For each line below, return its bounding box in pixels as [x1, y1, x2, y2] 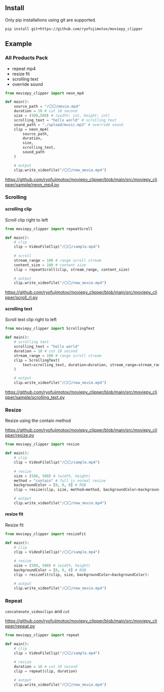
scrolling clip [5, 206, 32, 212]
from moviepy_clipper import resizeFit [5, 532, 86, 537]
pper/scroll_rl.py [5, 295, 38, 300]
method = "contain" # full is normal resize [14, 478, 106, 483]
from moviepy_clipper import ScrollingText [5, 326, 95, 331]
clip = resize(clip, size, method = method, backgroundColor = [14, 487, 139, 492]
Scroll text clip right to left [5, 317, 57, 322]
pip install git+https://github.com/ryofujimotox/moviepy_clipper [5, 26, 143, 31]
